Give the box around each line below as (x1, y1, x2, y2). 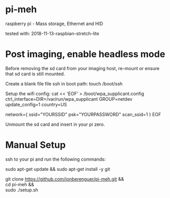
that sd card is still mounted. (5, 71, 65, 77)
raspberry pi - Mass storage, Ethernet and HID (5, 20, 103, 27)
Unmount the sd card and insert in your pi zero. (5, 121, 105, 127)
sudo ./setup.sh (5, 187, 38, 193)
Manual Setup (5, 139, 66, 151)
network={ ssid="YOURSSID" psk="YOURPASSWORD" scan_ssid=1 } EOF (5, 111, 161, 117)
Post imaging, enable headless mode (5, 49, 165, 60)
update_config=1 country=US (5, 101, 67, 107)
